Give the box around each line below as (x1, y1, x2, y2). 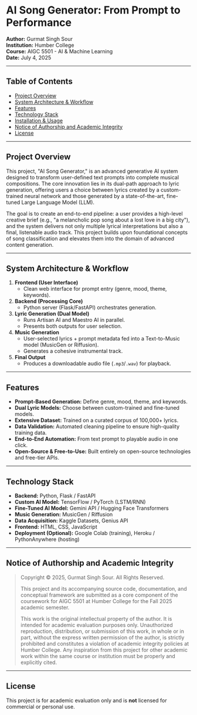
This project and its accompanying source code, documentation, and (20, 585, 187, 592)
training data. (14, 429, 47, 437)
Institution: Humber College (6, 42, 74, 49)
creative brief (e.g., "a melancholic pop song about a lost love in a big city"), (6, 216, 190, 223)
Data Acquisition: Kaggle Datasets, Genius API (14, 517, 128, 524)
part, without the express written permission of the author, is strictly (20, 634, 185, 641)
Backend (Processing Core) (14, 298, 83, 305)
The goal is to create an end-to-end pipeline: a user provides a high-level (6, 210, 183, 217)
